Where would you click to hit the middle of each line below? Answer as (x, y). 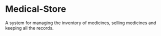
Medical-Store (36, 9)
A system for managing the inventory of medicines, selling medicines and (81, 23)
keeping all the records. (29, 28)
